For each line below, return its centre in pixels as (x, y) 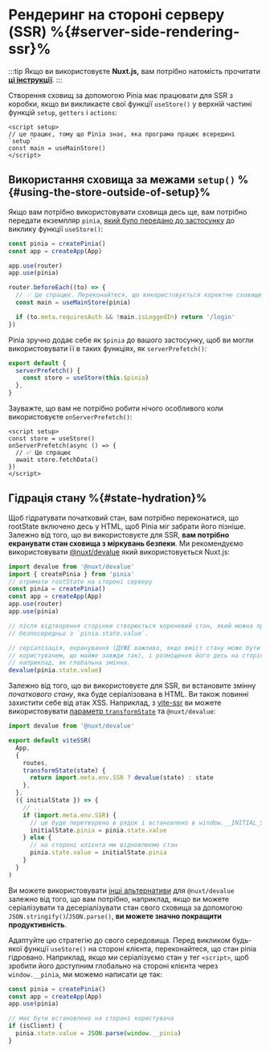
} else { (37, 837)
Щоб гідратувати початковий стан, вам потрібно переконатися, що (124, 518)
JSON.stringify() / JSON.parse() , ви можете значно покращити (115, 916)
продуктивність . (37, 924)
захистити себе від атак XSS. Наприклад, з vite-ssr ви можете (115, 703)
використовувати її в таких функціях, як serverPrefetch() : (108, 348)
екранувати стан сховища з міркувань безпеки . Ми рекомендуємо (126, 543)
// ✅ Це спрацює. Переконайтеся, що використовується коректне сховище (139, 295)
